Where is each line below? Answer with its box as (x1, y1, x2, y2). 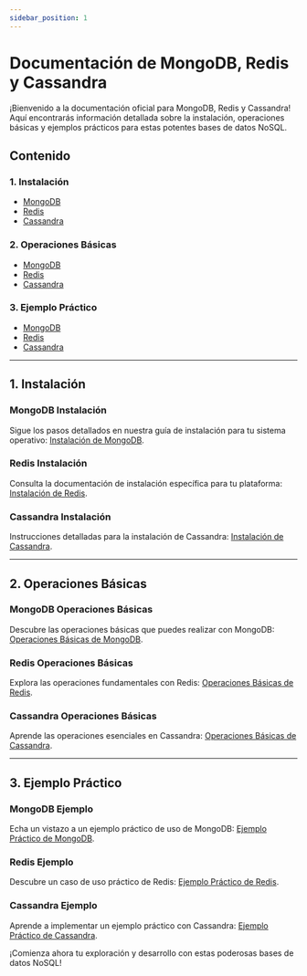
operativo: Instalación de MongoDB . (9, 435, 144, 446)
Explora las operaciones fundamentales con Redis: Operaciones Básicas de (9, 677, 294, 688)
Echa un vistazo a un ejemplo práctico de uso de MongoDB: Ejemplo (9, 824, 268, 834)
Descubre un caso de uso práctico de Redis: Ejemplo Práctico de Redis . (9, 876, 280, 887)
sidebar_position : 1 (9, 13, 89, 23)
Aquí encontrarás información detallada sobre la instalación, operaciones (9, 111, 285, 123)
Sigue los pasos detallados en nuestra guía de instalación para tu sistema (9, 425, 286, 436)
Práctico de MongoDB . (9, 833, 95, 845)
